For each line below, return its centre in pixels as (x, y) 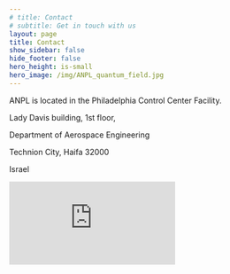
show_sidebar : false (47, 51)
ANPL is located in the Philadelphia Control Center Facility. (116, 100)
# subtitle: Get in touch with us (73, 26)
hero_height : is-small (51, 67)
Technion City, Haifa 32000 (59, 152)
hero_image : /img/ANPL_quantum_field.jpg (87, 75)
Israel (19, 168)
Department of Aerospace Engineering (80, 135)
